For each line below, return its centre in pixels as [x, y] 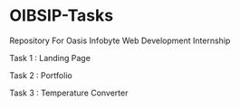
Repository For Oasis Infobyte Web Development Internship [120, 40]
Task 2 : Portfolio [41, 75]
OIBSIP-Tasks [62, 16]
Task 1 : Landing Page [50, 58]
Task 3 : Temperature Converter [69, 93]
